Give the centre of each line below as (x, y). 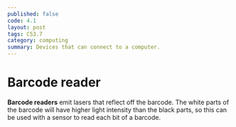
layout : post (27, 27)
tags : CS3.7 (25, 34)
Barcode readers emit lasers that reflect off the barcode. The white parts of (118, 102)
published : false (33, 14)
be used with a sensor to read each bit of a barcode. (84, 117)
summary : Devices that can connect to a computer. (84, 47)
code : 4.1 (22, 21)
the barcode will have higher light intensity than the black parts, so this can (117, 110)
